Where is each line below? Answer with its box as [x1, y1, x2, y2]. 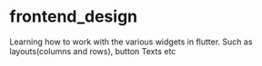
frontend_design [9, 6, 138, 27]
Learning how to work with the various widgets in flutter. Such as [9, 36, 253, 47]
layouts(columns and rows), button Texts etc [9, 45, 176, 56]
